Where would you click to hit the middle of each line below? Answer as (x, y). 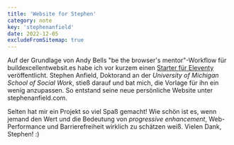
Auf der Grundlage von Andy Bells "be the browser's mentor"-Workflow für (117, 60)
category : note (30, 21)
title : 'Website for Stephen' (52, 14)
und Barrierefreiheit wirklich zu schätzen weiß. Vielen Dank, (134, 127)
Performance (27, 127)
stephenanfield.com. (37, 98)
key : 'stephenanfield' (41, 27)
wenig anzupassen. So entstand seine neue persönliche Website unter (110, 91)
